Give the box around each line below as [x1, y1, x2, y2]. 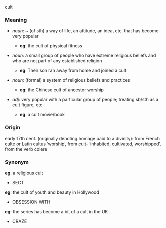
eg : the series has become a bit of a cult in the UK [5, 208, 108, 214]
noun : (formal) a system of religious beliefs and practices [12, 77, 130, 83]
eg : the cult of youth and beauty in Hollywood [5, 189, 100, 195]
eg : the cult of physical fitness [19, 43, 82, 49]
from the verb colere [5, 146, 47, 152]
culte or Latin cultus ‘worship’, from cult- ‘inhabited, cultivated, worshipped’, [5, 141, 161, 147]
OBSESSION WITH [12, 199, 51, 205]
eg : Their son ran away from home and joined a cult [19, 67, 126, 74]
